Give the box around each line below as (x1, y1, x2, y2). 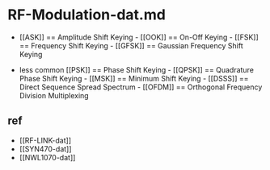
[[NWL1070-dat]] (19, 152, 76, 162)
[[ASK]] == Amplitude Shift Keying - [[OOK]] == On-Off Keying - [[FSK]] (19, 32, 259, 42)
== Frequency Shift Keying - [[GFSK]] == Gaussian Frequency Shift (19, 40, 243, 50)
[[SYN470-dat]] (19, 143, 72, 154)
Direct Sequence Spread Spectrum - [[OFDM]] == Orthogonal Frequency (19, 82, 263, 92)
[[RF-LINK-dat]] (19, 135, 72, 145)
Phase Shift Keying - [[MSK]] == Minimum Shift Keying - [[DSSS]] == (19, 73, 249, 83)
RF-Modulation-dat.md (7, 6, 167, 24)
